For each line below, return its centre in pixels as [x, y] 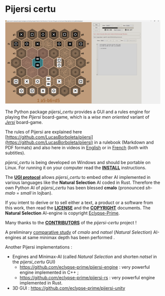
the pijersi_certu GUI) [34, 262]
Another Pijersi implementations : [39, 247]
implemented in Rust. [41, 283]
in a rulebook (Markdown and [124, 142]
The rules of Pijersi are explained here [44, 131]
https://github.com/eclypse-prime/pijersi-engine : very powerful [85, 267]
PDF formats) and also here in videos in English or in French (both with [77, 147]
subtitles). [15, 153]
